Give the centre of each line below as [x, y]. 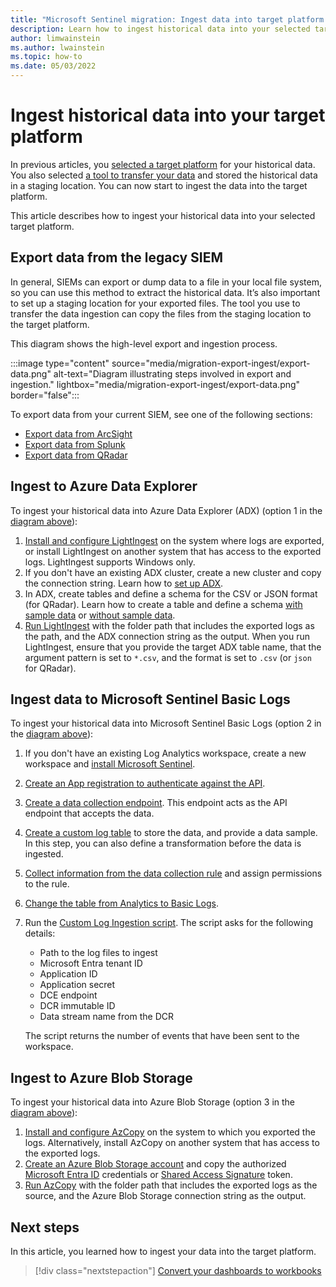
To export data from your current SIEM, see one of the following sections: [161, 414]
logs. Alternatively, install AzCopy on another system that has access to [172, 1143]
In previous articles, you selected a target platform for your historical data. [163, 164]
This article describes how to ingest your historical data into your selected [163, 215]
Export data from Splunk [75, 444]
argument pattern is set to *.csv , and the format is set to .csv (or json [168, 657]
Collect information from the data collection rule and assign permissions [173, 873]
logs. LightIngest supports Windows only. [110, 562]
